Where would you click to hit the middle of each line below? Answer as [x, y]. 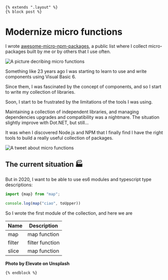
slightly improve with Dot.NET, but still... [47, 122]
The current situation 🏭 [44, 164]
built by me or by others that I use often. [69, 52]
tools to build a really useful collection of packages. [59, 138]
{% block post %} [24, 12]
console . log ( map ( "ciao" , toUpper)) [43, 203]
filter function [44, 242]
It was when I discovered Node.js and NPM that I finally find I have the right [84, 132]
